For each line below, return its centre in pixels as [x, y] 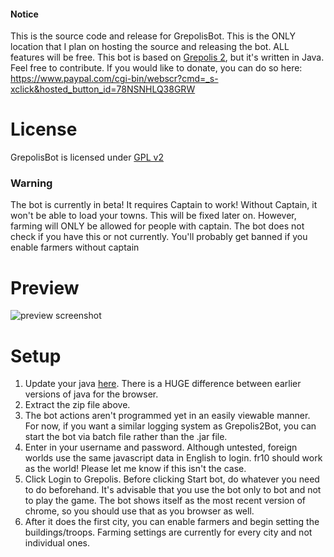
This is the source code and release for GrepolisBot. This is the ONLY [153, 36]
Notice [24, 14]
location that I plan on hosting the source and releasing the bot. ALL [150, 47]
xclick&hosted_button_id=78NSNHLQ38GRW [103, 89]
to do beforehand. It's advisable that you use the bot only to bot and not [173, 490]
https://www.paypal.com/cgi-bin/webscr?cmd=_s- [114, 79]
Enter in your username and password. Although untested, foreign [161, 447]
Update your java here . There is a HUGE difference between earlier [163, 384]
